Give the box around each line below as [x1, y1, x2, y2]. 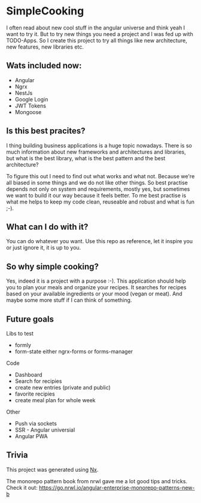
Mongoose [14, 108, 42, 115]
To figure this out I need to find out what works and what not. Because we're [6, 172, 195, 179]
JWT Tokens [14, 102, 47, 109]
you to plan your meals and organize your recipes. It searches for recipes [6, 284, 187, 291]
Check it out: [6, 484, 38, 491]
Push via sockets [14, 420, 57, 427]
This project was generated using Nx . [6, 466, 99, 473]
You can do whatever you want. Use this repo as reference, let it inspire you [6, 238, 193, 245]
